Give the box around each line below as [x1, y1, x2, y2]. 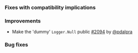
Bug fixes [4, 41, 28, 48]
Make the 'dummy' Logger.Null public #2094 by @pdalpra [11, 29, 133, 35]
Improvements [4, 17, 41, 24]
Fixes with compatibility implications [4, 4, 96, 11]
